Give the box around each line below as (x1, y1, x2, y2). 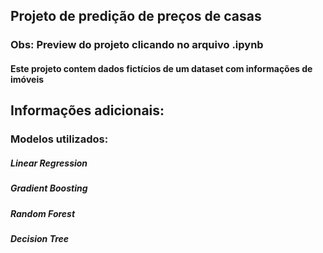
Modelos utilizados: (10, 132, 109, 146)
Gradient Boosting (10, 182, 88, 194)
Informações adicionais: (10, 102, 165, 119)
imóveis (10, 73, 45, 85)
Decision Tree (10, 232, 70, 244)
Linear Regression (10, 157, 88, 169)
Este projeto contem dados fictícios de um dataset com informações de (10, 62, 313, 74)
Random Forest (10, 207, 76, 219)
